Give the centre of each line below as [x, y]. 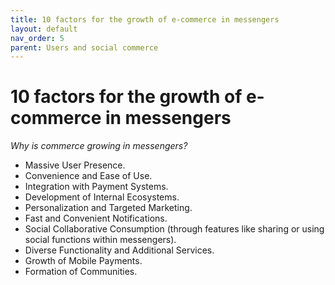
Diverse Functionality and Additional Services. [119, 250]
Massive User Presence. [75, 165]
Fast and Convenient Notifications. [96, 218]
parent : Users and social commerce [84, 47]
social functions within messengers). [100, 240]
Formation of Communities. [81, 272]
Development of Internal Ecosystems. [102, 197]
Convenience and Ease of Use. [88, 176]
